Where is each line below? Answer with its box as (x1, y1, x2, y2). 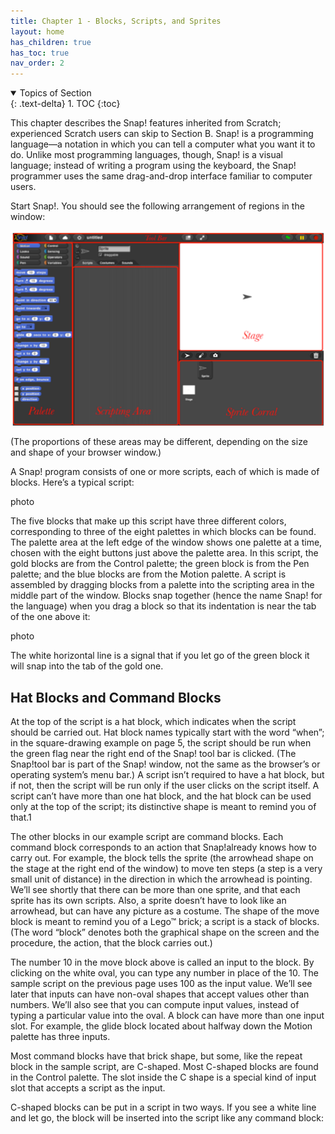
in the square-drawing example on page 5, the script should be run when (10, 737, 312, 749)
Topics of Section (19, 87, 92, 99)
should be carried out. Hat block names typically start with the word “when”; (10, 726, 325, 739)
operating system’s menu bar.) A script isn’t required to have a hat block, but (10, 769, 325, 781)
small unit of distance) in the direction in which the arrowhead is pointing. (10, 873, 313, 885)
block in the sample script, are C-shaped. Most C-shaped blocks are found (10, 1061, 319, 1073)
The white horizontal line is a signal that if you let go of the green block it (10, 650, 310, 662)
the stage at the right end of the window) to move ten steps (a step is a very (10, 863, 323, 875)
